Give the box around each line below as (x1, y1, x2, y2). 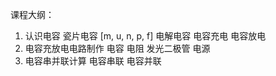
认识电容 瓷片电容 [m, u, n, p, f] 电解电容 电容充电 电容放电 (24, 30, 267, 42)
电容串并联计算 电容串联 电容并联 (24, 55, 162, 67)
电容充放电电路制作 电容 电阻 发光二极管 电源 (24, 43, 211, 54)
